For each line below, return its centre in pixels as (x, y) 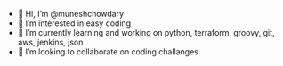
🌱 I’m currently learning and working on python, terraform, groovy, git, (146, 33)
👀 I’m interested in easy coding (74, 23)
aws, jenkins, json (50, 42)
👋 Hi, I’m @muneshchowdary (71, 14)
